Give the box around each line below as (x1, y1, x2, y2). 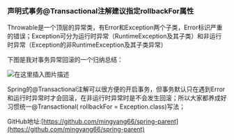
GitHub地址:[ (7, 117, 44, 126)
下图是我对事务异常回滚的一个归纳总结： (7, 56, 123, 64)
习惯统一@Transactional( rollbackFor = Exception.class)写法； (7, 102, 186, 111)
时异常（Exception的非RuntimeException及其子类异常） (7, 40, 167, 49)
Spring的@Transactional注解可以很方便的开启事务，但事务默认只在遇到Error (7, 85, 226, 93)
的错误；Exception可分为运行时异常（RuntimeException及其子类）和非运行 (7, 32, 222, 40)
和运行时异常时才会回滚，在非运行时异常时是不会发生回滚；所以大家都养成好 (7, 94, 227, 102)
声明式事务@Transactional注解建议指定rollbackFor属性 (7, 6, 194, 15)
